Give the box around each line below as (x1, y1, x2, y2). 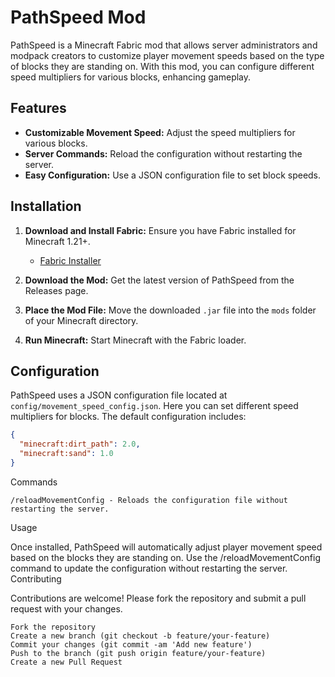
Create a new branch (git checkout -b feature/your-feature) (10, 631, 271, 641)
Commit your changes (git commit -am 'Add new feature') (10, 639, 253, 650)
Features (10, 100, 67, 117)
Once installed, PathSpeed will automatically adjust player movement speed (10, 541, 323, 553)
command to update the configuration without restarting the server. (10, 562, 288, 574)
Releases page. (24, 284, 89, 296)
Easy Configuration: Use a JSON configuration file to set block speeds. (24, 169, 322, 181)
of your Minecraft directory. (24, 314, 139, 326)
